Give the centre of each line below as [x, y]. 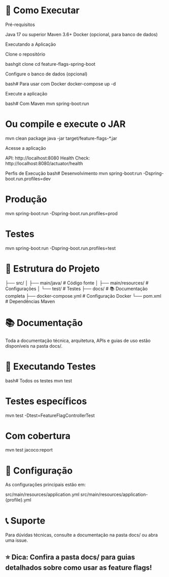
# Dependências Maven [30, 301]
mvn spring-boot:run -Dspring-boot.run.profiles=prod [61, 213]
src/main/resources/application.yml [42, 494]
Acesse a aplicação [26, 148]
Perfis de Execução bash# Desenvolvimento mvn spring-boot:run [74, 173]
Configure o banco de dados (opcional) [46, 74]
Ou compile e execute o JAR [65, 124]
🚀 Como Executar [42, 10]
